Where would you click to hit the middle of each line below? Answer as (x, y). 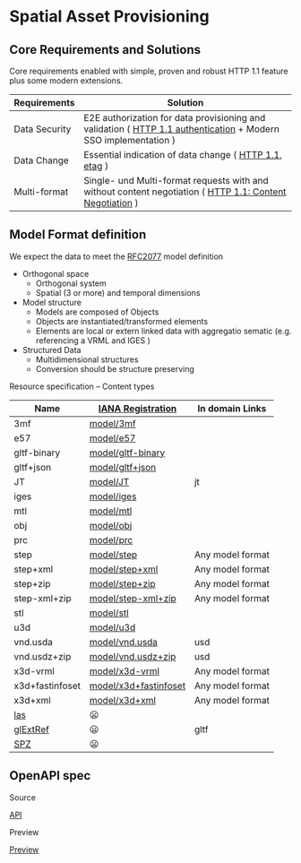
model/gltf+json (123, 467)
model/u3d (112, 627)
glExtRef (31, 729)
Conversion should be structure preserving (115, 368)
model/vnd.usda (124, 642)
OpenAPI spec (50, 776)
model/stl (109, 613)
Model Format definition (78, 235)
